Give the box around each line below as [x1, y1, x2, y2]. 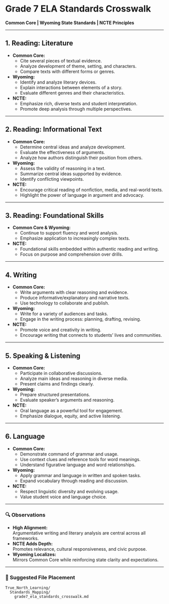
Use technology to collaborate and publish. [20, 300, 110, 306]
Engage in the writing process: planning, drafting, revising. [20, 316, 141, 322]
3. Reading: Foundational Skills [5, 211, 104, 219]
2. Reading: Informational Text [5, 125, 102, 134]
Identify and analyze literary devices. [20, 79, 97, 85]
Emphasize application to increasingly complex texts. [20, 235, 130, 242]
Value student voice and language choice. [20, 494, 107, 500]
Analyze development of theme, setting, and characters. [20, 63, 137, 69]
